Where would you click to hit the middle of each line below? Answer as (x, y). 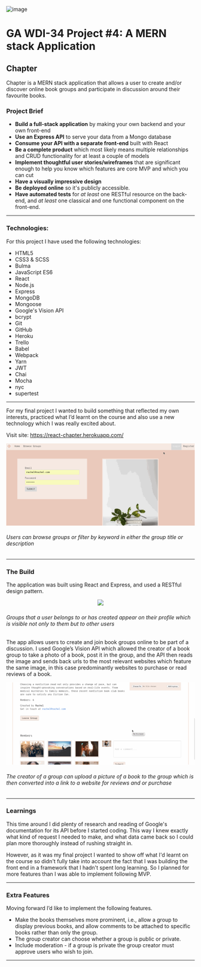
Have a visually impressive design (58, 182)
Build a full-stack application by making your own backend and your (100, 124)
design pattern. (25, 591)
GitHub (24, 330)
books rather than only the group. (56, 933)
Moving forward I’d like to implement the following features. (79, 908)
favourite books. (26, 95)
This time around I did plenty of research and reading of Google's (87, 824)
